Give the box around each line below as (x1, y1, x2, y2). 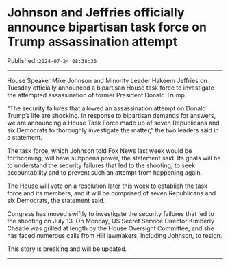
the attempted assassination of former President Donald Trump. (7, 90, 187, 99)
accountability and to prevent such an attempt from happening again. (7, 168, 203, 176)
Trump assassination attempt (7, 34, 178, 49)
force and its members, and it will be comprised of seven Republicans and (7, 189, 216, 197)
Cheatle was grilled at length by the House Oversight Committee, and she (7, 224, 214, 232)
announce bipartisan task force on (7, 19, 207, 35)
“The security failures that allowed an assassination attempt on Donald (7, 104, 207, 112)
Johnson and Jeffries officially (7, 5, 185, 21)
